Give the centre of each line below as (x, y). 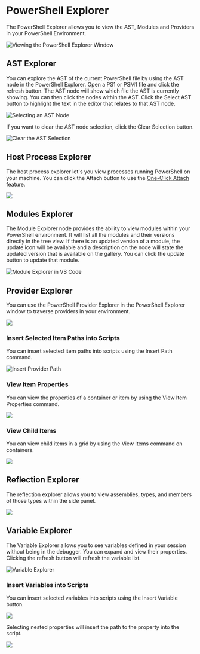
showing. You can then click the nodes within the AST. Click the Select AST (99, 97)
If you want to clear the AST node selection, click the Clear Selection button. (100, 127)
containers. (20, 450)
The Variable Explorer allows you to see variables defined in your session (96, 545)
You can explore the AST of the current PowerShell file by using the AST (95, 78)
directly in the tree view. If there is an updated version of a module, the (93, 241)
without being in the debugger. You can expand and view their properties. (97, 551)
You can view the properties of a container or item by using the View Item (96, 398)
